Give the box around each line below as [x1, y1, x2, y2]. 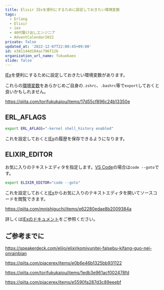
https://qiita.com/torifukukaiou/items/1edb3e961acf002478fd [5, 270, 129, 276]
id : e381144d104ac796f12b [5, 48, 58, 53]
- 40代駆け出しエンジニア [9, 30, 55, 35]
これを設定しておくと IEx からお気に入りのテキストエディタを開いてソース [5, 190, 153, 195]
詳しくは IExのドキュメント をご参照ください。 [5, 216, 98, 222]
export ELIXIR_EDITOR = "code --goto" [5, 180, 81, 185]
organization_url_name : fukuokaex [5, 53, 77, 58]
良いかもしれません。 [5, 89, 48, 95]
